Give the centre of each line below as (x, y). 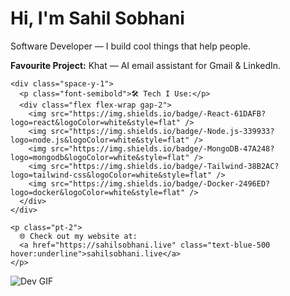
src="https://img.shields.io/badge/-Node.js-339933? (162, 131)
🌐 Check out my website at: (78, 236)
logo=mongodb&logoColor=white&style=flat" (100, 157)
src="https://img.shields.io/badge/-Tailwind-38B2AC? (165, 166)
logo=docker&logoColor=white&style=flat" (98, 192)
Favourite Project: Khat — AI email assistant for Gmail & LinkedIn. (146, 65)
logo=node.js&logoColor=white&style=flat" (100, 140)
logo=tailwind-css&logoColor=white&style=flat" (111, 175)
